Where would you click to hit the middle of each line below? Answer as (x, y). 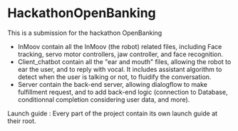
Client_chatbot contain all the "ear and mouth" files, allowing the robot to (124, 61)
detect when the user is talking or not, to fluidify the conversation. (114, 77)
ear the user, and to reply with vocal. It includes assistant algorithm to (120, 69)
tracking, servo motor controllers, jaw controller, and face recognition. (120, 54)
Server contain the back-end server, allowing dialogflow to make (113, 84)
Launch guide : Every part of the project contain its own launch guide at (113, 113)
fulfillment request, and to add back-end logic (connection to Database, (123, 92)
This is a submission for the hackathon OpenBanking (85, 33)
